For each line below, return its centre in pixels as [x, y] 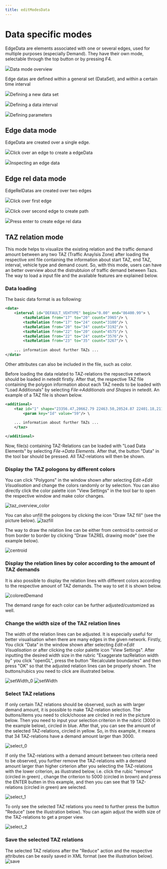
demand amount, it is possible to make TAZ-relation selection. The [73, 710]
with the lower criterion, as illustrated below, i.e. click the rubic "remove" [79, 771]
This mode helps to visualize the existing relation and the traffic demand [79, 249]
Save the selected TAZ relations [44, 840]
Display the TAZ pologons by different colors [60, 469]
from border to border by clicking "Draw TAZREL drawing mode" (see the [80, 535]
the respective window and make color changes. [55, 496]
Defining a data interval [34, 105]
